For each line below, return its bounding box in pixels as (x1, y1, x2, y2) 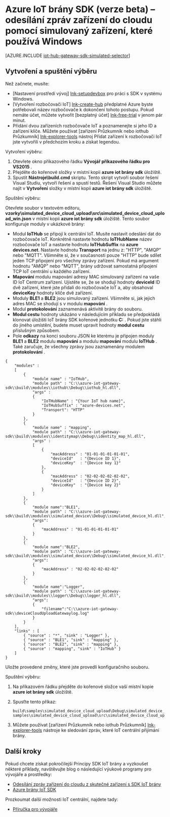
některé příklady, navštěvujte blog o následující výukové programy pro (5, 766, 152, 772)
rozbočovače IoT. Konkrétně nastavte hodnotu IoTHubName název (12, 236, 152, 242)
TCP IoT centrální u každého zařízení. (12, 268, 91, 274)
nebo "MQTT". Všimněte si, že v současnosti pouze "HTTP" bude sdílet (12, 252, 161, 258)
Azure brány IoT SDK (12, 786, 57, 792)
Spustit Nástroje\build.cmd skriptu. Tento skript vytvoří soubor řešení (12, 174, 158, 180)
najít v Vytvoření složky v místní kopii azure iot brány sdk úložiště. (12, 185, 152, 191)
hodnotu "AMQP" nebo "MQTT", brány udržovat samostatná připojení (12, 263, 158, 269)
